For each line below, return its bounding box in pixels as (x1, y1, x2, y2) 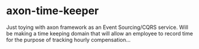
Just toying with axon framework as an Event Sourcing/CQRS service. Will (6, 24, 188, 31)
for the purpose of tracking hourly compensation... (6, 36, 131, 43)
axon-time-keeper (6, 4, 99, 18)
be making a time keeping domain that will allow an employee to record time (6, 30, 193, 37)
